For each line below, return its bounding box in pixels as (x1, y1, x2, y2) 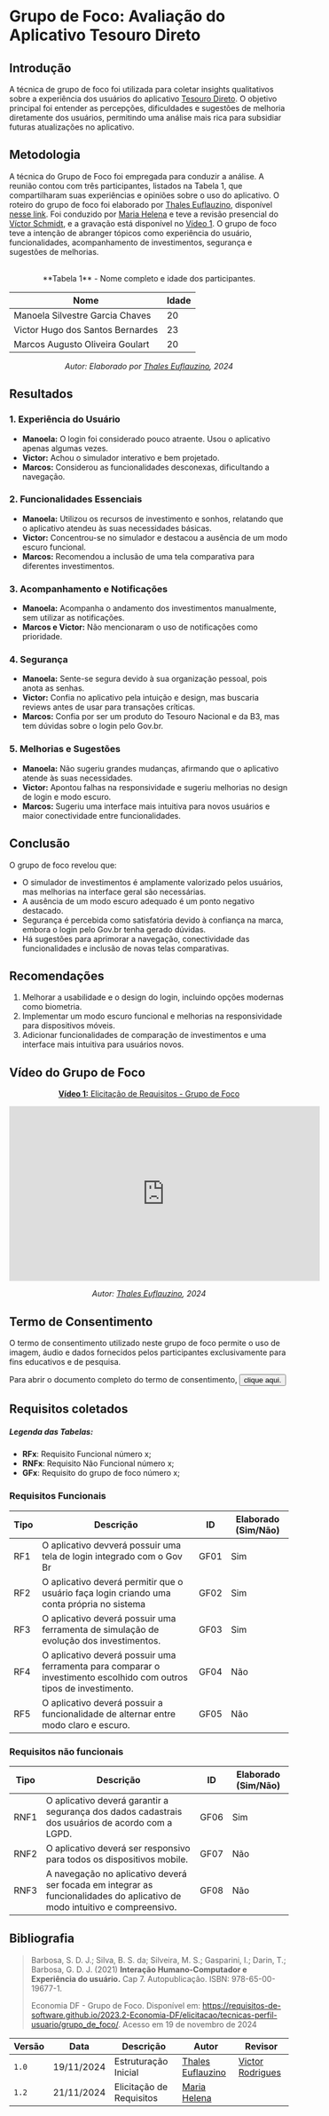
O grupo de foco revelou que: (9, 860, 117, 870)
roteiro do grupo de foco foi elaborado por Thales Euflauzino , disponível (9, 199, 273, 210)
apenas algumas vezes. (21, 442, 109, 454)
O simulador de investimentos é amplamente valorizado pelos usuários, (21, 876, 284, 887)
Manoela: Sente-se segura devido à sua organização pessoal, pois (21, 673, 268, 685)
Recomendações (9, 968, 105, 983)
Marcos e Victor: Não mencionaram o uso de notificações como (21, 622, 259, 632)
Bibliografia (9, 1931, 75, 1946)
